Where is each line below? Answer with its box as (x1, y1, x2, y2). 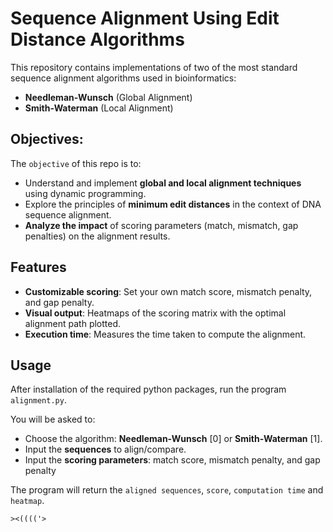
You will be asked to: (10, 413, 96, 426)
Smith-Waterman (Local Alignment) (24, 102, 174, 114)
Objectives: (10, 131, 84, 148)
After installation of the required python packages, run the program (10, 383, 287, 396)
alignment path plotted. (24, 317, 122, 329)
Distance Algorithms (10, 28, 185, 51)
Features (10, 259, 67, 276)
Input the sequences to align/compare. (24, 443, 187, 456)
